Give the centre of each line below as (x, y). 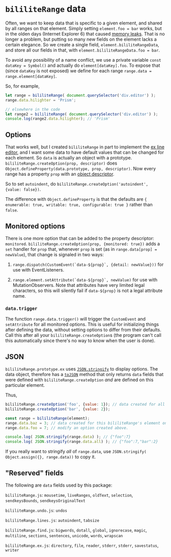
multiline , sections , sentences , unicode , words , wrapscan (64, 535)
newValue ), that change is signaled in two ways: (55, 254)
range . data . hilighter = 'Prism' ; (41, 100)
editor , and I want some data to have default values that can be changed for (85, 152)
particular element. (25, 385)
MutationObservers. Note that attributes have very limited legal (79, 285)
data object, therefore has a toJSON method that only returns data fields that (84, 375)
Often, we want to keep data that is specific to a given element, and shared (84, 23)
